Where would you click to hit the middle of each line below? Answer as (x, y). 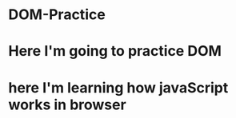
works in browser (67, 104)
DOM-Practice (57, 15)
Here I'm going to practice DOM (115, 51)
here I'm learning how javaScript (118, 87)
